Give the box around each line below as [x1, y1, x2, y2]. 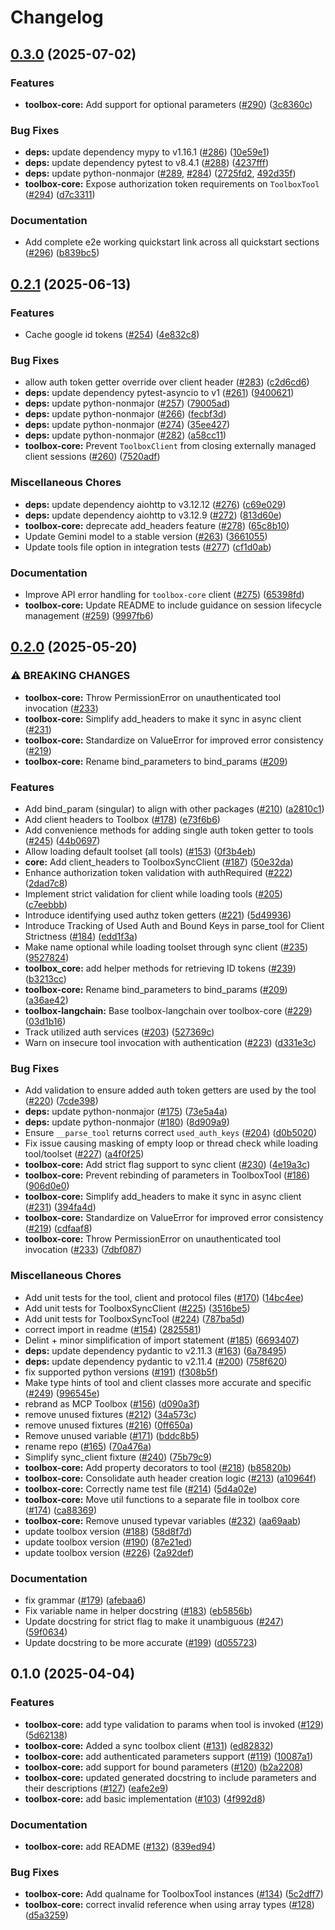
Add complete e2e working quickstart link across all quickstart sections [24, 236, 320, 248]
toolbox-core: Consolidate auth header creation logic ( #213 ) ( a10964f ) [24, 1472, 317, 1484]
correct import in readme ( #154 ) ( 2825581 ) [24, 1323, 202, 1335]
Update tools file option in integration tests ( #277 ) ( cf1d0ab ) [24, 541, 272, 553]
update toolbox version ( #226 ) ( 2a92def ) [24, 1546, 195, 1558]
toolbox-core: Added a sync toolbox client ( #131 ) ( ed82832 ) [24, 1739, 274, 1751]
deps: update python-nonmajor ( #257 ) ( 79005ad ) [24, 397, 231, 410]
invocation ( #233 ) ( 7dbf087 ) [24, 1244, 142, 1256]
